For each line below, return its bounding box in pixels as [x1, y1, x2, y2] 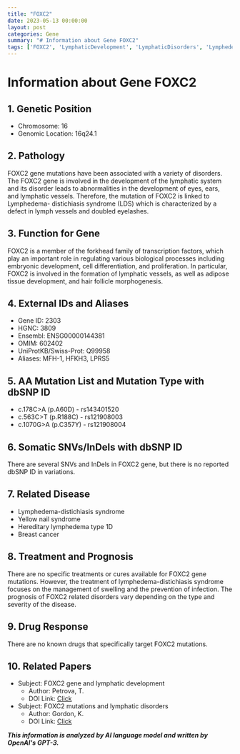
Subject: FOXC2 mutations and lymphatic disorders [17, 702, 169, 710]
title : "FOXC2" [7, 10, 53, 18]
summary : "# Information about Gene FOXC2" [7, 37, 139, 44]
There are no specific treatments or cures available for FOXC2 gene [7, 569, 207, 578]
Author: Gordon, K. [28, 710, 84, 718]
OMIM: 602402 [17, 339, 63, 348]
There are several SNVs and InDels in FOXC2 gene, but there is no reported [7, 460, 229, 468]
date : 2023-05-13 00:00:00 [7, 17, 88, 24]
